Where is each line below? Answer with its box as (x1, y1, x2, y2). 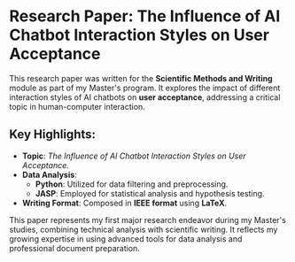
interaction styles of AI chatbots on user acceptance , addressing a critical (9, 91, 281, 103)
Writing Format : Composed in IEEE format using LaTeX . (21, 197, 228, 208)
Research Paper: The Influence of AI (9, 6, 281, 27)
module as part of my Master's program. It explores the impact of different (9, 82, 281, 93)
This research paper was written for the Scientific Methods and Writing (9, 73, 273, 83)
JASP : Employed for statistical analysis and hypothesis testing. (35, 188, 265, 198)
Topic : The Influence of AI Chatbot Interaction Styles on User (21, 150, 246, 161)
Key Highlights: (9, 127, 96, 143)
